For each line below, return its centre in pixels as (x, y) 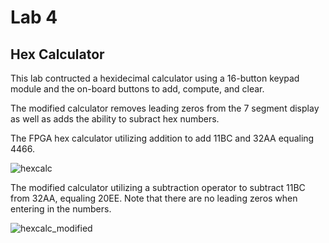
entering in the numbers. (61, 209)
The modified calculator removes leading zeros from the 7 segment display (165, 108)
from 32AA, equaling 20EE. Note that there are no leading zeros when (154, 198)
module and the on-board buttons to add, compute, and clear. (137, 89)
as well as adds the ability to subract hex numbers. (115, 119)
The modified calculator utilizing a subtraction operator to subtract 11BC (158, 187)
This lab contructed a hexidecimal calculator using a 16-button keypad (155, 78)
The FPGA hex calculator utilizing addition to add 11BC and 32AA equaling (162, 138)
